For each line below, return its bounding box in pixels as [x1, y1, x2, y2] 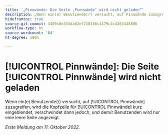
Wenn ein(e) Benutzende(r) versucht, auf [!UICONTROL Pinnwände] [5, 98, 145, 105]
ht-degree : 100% [5, 35, 39, 40]
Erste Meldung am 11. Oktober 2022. [5, 124, 80, 130]
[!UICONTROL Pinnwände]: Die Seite [5, 61, 159, 72]
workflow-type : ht [5, 26, 43, 31]
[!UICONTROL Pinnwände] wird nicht [5, 72, 161, 83]
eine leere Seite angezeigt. [5, 114, 60, 120]
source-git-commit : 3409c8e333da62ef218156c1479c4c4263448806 [5, 21, 137, 26]
